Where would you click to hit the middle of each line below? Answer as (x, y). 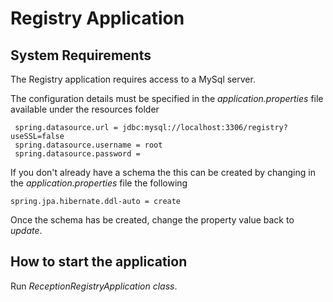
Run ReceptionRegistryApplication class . (94, 286)
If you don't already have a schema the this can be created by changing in (163, 172)
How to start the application (99, 262)
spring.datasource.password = (77, 154)
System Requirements (81, 55)
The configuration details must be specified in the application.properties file (167, 98)
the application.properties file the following (99, 183)
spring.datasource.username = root (88, 145)
